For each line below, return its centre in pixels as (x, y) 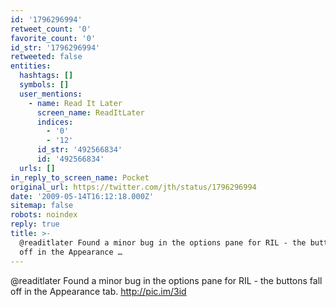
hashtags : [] (46, 76)
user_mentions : (51, 94)
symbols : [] (44, 85)
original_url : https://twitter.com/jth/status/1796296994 (133, 187)
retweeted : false (46, 57)
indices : (55, 122)
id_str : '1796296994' (55, 47)
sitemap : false (42, 206)
